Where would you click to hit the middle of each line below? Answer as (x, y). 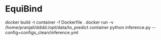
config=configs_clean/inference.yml (42, 32)
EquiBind (24, 9)
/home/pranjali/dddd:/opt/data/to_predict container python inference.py (78, 27)
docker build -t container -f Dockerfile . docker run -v (59, 22)
